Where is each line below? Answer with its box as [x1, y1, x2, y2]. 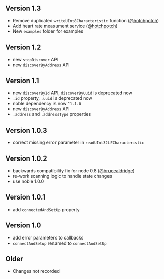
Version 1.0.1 [5, 193, 46, 202]
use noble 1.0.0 [12, 178, 44, 184]
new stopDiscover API [12, 56, 59, 62]
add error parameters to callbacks [12, 234, 84, 241]
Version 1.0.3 [5, 126, 47, 135]
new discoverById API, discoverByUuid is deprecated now [12, 90, 132, 96]
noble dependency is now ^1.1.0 [12, 101, 82, 107]
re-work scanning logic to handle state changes [12, 173, 113, 179]
